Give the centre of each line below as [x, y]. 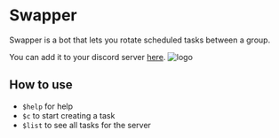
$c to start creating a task [68, 115]
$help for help [48, 106]
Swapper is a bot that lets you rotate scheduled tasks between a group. [140, 40]
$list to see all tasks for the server [86, 125]
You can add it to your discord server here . [88, 57]
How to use [41, 85]
